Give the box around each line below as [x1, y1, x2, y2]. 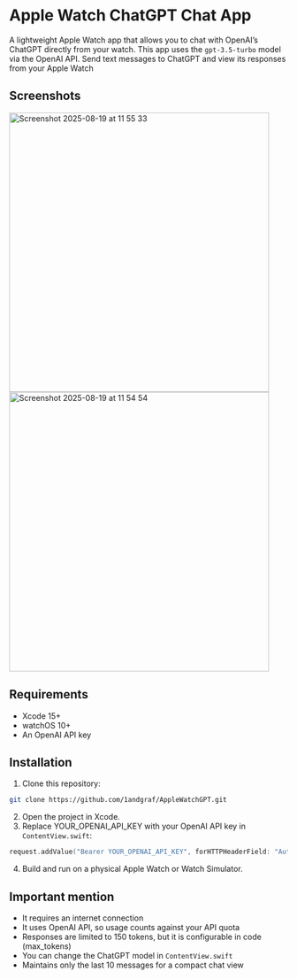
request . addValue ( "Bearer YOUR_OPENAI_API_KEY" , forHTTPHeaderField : [9, 847, 271, 857]
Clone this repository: [21, 778, 101, 789]
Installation [9, 754, 72, 770]
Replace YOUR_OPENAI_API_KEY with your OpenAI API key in [21, 821, 246, 832]
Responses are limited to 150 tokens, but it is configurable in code [21, 931, 263, 942]
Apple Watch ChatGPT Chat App [9, 5, 252, 26]
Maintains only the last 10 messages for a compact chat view [21, 960, 245, 970]
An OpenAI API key [21, 729, 92, 740]
